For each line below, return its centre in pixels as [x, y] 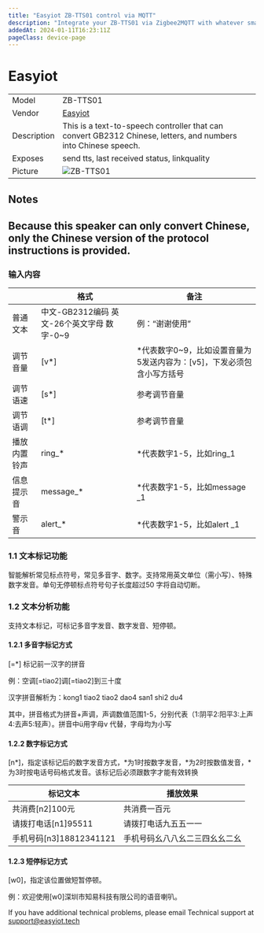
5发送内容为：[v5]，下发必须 [190, 362]
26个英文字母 [79, 324]
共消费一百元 [147, 809]
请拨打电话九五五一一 [163, 824]
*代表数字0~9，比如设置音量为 [194, 350]
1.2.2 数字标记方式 [38, 743]
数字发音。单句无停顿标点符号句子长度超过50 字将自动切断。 [106, 584]
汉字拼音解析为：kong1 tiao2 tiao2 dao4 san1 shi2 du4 [95, 698]
